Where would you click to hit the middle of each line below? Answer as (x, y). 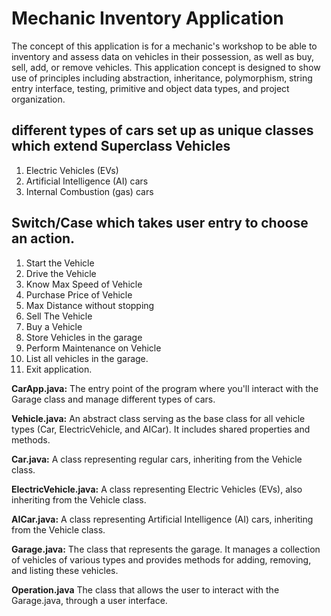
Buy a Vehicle (54, 326)
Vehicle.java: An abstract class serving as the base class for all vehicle (158, 418)
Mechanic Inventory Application (147, 18)
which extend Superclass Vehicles (121, 146)
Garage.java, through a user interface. (89, 600)
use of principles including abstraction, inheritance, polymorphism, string (162, 78)
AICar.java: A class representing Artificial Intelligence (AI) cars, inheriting (162, 519)
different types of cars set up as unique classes (162, 130)
